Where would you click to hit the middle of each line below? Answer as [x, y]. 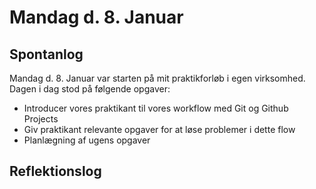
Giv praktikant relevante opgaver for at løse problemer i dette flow [159, 129]
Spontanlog [46, 54]
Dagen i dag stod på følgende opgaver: [90, 89]
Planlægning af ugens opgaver [87, 140]
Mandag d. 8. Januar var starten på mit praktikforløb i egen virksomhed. [157, 78]
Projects [41, 119]
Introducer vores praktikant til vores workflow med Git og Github [156, 108]
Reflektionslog [55, 171]
